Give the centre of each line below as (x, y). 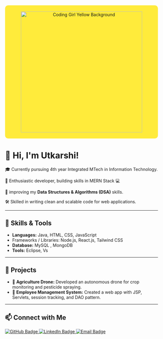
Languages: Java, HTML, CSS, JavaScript (54, 235)
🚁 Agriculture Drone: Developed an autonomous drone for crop (76, 282)
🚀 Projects (21, 270)
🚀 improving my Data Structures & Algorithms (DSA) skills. (64, 192)
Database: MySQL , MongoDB (42, 245)
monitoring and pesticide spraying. (47, 287)
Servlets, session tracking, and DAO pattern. (56, 297)
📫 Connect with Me (36, 317)
